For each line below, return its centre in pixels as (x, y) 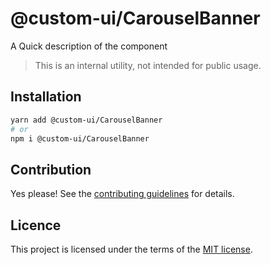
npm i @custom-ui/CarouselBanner (80, 138)
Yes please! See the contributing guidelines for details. (122, 194)
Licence (36, 225)
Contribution (51, 169)
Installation (46, 97)
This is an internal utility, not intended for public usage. (148, 65)
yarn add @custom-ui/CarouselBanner (86, 120)
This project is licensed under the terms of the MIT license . (131, 249)
